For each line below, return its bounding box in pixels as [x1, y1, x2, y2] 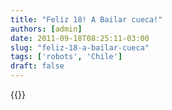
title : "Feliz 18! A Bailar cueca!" [10, 14, 163, 25]
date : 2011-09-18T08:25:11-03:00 [10, 33, 150, 43]
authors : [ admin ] [10, 24, 83, 34]
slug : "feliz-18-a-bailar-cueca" [10, 42, 150, 53]
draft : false [10, 61, 65, 71]
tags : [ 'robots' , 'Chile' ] [10, 52, 123, 62]
